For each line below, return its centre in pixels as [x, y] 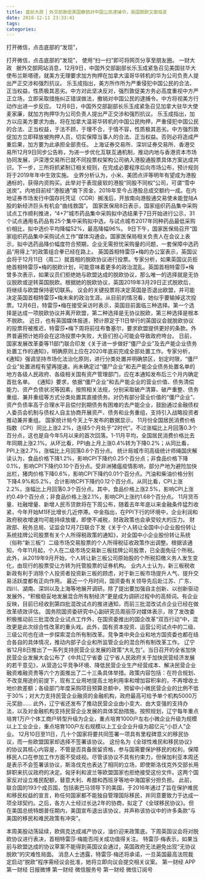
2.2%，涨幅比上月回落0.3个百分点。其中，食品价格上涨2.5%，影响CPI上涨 [100, 489]
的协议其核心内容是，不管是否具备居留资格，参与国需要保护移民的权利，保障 [103, 749]
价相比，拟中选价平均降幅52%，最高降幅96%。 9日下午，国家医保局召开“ [99, 229]
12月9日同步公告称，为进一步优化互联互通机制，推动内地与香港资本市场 [107, 152]
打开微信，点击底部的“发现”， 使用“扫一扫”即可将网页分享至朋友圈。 [92, 60]
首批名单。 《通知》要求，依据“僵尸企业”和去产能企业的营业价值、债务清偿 [100, 382]
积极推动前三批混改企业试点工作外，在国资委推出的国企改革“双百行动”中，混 [102, 619]
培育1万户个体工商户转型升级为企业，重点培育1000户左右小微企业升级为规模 [102, 719]
